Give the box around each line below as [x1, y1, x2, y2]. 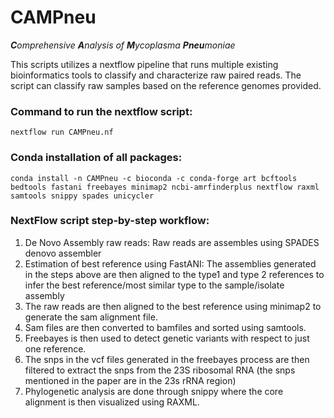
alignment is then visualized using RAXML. [24, 396, 200, 408]
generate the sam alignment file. [24, 311, 158, 323]
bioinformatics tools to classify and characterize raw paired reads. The [10, 69, 302, 81]
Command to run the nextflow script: [10, 104, 193, 118]
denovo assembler [24, 247, 102, 259]
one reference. [24, 342, 87, 355]
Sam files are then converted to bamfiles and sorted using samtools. [24, 321, 307, 333]
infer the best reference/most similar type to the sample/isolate [24, 279, 285, 291]
